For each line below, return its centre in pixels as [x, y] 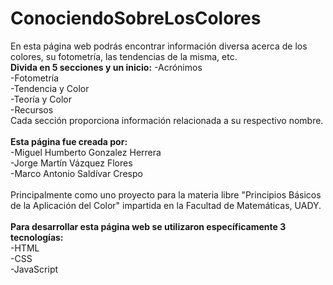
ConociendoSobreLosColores [136, 18]
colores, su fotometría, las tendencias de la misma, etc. [124, 56]
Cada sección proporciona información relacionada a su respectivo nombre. [167, 120]
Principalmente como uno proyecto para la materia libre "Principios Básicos [166, 194]
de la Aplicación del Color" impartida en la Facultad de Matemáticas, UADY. [166, 205]
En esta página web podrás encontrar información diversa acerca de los [159, 46]
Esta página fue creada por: [69, 141]
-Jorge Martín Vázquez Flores [71, 163]
